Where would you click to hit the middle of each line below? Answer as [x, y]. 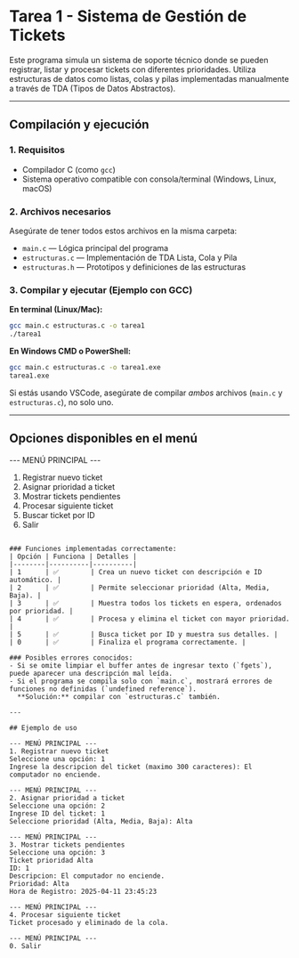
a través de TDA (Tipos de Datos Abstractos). [93, 88]
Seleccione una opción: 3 [57, 852]
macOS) [37, 188]
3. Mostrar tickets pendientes [67, 844]
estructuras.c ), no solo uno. [61, 402]
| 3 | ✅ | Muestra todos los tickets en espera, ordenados [145, 603]
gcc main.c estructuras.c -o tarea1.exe [85, 367]
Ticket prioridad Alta [51, 860]
